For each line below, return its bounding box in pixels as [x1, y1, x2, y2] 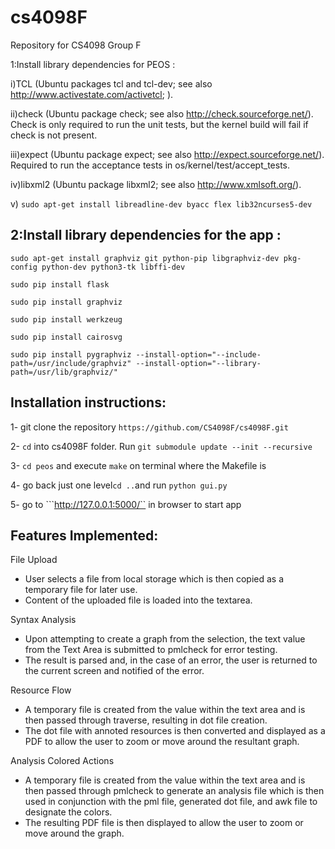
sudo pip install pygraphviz [10, 349, 132, 360]
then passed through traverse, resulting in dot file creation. [24, 714, 268, 726]
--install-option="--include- [135, 349, 262, 360]
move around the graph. [24, 827, 125, 840]
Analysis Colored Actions [10, 755, 115, 767]
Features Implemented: [10, 527, 159, 544]
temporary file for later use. [24, 584, 138, 596]
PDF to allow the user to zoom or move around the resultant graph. [24, 736, 300, 748]
